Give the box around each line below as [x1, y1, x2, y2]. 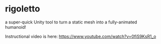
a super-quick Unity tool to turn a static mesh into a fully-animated [5, 19, 137, 25]
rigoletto [5, 3, 40, 14]
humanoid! [5, 24, 27, 30]
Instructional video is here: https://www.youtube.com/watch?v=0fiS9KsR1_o [5, 33, 156, 39]
